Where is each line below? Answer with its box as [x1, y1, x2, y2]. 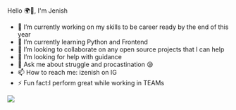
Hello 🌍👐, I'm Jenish [7, 6, 68, 15]
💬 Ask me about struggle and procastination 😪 [17, 60, 154, 68]
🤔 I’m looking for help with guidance [17, 53, 122, 61]
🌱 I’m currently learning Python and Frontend [17, 38, 148, 46]
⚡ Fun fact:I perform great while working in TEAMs [17, 79, 164, 87]
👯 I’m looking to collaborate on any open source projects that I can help [17, 45, 225, 54]
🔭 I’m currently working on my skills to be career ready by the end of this [17, 23, 229, 31]
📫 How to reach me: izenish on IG [17, 68, 118, 76]
